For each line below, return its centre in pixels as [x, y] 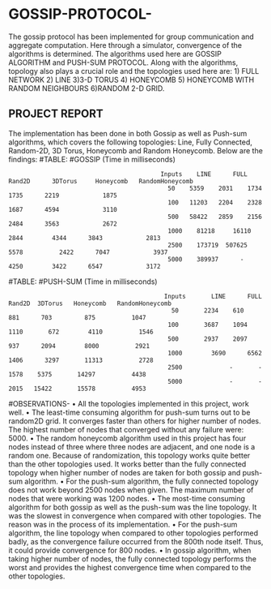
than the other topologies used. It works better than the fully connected [127, 464]
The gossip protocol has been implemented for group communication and [131, 37]
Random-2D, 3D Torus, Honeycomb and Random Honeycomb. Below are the [135, 150]
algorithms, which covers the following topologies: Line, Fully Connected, [131, 142]
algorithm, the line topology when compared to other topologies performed [133, 533]
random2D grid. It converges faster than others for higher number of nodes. [135, 421]
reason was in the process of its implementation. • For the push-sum [123, 524]
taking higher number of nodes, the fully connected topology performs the [133, 559]
